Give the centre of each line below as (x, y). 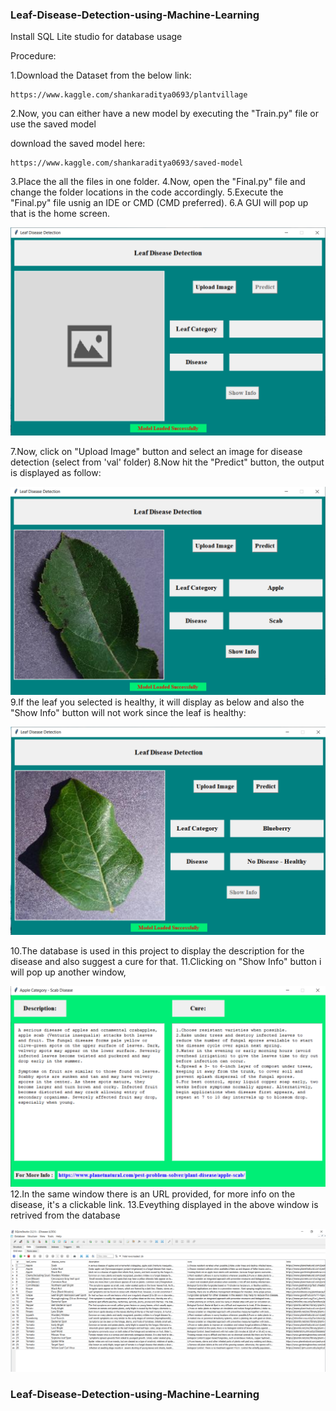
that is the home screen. (60, 214)
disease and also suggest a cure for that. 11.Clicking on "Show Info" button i (166, 961)
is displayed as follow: (56, 472)
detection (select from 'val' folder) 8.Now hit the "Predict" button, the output (167, 462)
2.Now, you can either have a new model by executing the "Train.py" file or (164, 114)
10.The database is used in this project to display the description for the (157, 950)
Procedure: (33, 56)
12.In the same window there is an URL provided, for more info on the (153, 1194)
